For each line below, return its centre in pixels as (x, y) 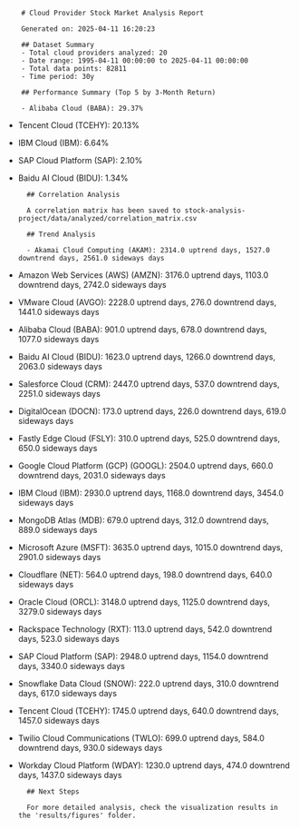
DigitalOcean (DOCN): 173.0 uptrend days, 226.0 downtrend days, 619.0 (152, 411)
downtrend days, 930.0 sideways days (90, 748)
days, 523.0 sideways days (68, 639)
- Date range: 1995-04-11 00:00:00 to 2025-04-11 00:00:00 (135, 61)
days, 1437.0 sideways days (70, 775)
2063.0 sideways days (60, 366)
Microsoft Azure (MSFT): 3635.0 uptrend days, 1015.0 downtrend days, (150, 548)
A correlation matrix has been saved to (104, 211)
